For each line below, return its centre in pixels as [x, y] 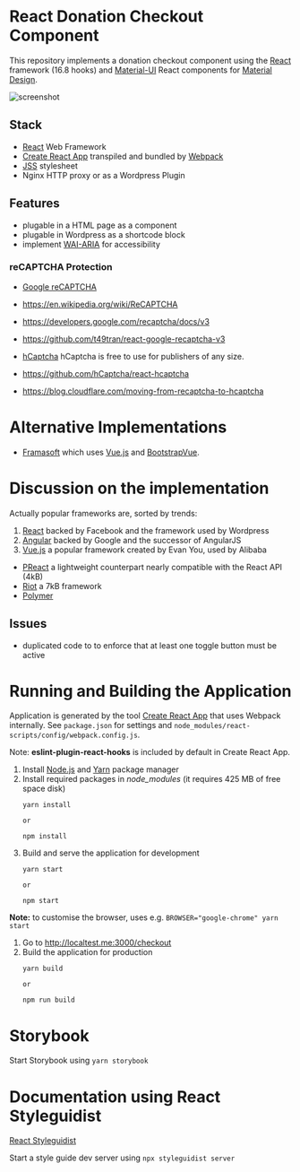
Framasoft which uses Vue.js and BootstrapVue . [111, 452]
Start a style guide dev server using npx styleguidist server [122, 1158]
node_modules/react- [212, 726]
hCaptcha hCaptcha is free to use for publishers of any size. [133, 356]
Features [34, 204]
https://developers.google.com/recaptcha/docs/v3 [116, 321]
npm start [41, 901]
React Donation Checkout [107, 17]
